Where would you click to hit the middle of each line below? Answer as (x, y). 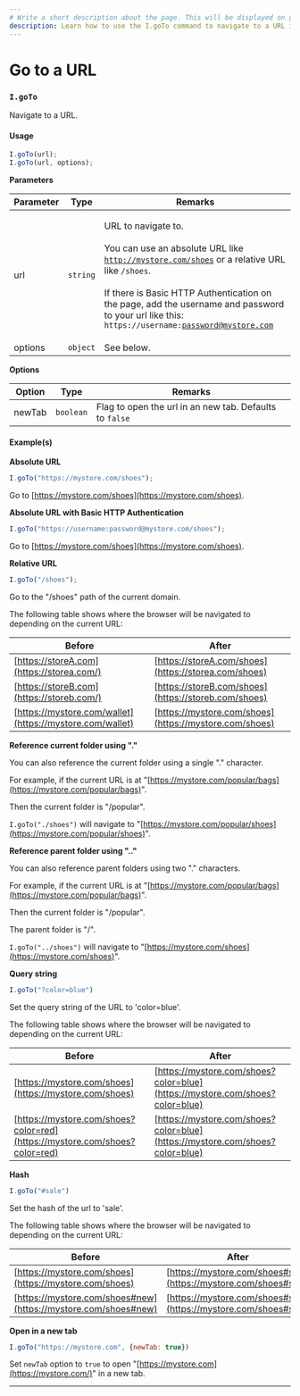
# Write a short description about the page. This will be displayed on (147, 17)
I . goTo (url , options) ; (51, 163)
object (82, 347)
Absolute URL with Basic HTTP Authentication (97, 513)
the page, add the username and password (194, 304)
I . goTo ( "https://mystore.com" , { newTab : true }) (100, 1347)
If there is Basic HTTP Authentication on (188, 293)
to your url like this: (144, 315)
